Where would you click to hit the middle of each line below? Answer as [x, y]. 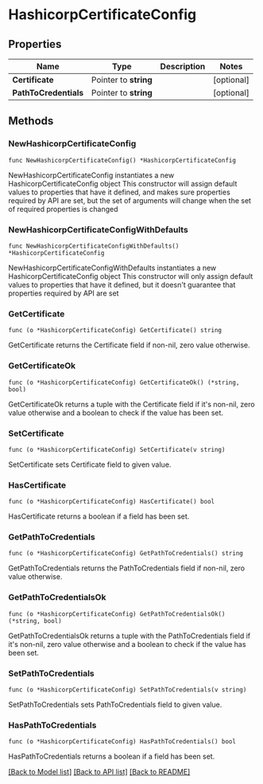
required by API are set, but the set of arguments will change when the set [130, 200]
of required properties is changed [63, 209]
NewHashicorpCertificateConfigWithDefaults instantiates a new [112, 268]
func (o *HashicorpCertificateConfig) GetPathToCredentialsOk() [117, 614]
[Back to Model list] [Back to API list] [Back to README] [99, 772]
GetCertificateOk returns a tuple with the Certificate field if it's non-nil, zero [132, 404]
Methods [31, 121]
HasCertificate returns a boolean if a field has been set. [99, 516]
